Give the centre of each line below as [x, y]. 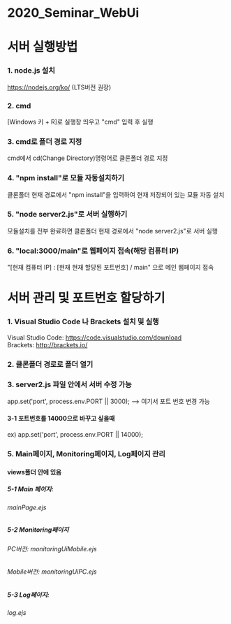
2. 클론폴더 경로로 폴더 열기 [50, 364]
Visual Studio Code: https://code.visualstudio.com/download [95, 338]
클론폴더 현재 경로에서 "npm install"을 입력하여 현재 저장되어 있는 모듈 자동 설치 [116, 194]
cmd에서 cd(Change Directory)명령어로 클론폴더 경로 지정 [88, 158]
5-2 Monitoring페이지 [38, 530]
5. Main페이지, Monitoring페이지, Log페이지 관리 [87, 454]
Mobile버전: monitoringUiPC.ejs [52, 572]
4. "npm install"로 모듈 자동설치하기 [66, 178]
